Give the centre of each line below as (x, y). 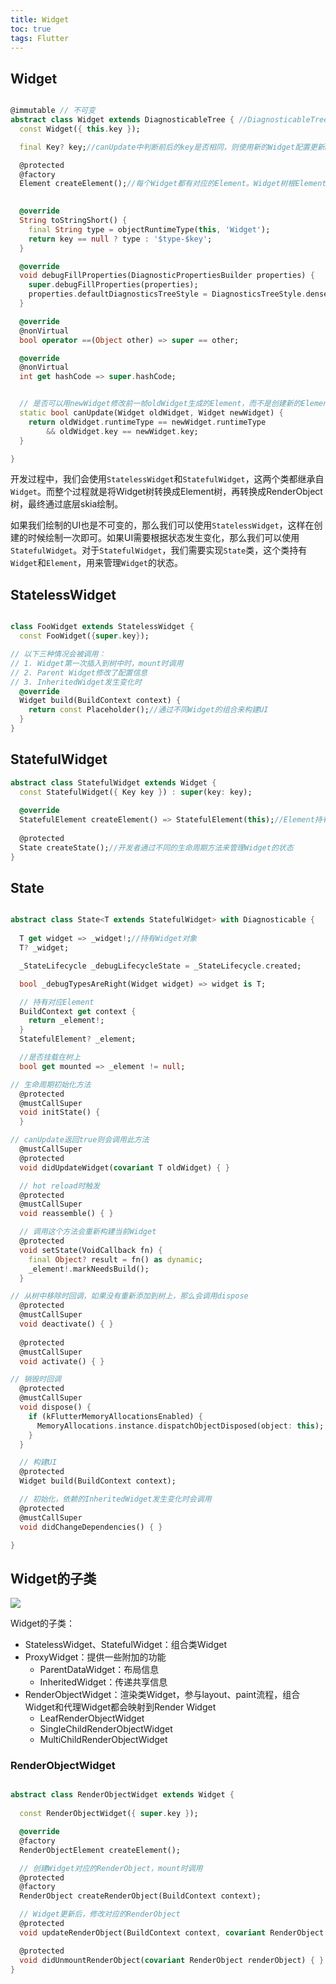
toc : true (31, 29)
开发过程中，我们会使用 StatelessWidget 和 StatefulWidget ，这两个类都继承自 (167, 479)
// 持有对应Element (57, 1002)
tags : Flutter (40, 38)
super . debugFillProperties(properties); (113, 285)
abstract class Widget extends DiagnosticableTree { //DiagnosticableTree (169, 120)
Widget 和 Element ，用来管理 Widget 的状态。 (97, 563)
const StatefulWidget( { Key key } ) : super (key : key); (136, 792)
